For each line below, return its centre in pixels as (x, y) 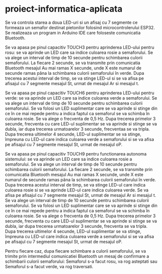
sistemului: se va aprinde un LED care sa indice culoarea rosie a (68, 159)
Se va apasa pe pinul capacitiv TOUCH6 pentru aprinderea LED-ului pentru (80, 93)
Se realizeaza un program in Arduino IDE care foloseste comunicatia (73, 33)
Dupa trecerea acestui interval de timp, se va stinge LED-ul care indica (75, 185)
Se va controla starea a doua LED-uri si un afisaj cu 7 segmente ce (71, 22)
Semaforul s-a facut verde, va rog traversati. (49, 266)
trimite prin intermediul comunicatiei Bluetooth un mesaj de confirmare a (77, 256)
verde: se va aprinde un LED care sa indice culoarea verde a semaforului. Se (81, 98)
